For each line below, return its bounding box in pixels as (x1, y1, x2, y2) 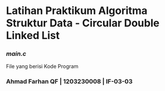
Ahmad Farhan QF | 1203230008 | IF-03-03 (6, 78, 133, 86)
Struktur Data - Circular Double (6, 16, 160, 30)
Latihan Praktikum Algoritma (6, 4, 148, 17)
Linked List (6, 29, 60, 42)
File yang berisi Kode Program (6, 63, 79, 70)
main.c (6, 50, 26, 58)
